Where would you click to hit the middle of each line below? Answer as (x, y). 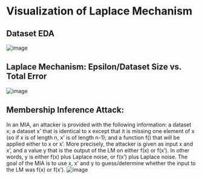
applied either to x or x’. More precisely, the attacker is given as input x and (100, 144)
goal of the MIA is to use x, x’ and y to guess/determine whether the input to (101, 163)
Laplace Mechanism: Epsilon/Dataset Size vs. (94, 67)
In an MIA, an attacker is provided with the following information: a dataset (99, 125)
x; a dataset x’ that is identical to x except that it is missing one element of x (100, 131)
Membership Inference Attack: (65, 110)
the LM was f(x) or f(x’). (36, 169)
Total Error (27, 76)
